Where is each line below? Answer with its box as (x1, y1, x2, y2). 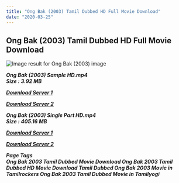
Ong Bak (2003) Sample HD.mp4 (6, 71, 88, 79)
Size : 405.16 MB (6, 118, 47, 125)
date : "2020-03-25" (6, 14, 54, 20)
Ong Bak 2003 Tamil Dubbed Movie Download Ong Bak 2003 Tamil (6, 158, 173, 165)
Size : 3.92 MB (6, 78, 42, 85)
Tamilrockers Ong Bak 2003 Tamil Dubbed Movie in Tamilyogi (6, 171, 160, 178)
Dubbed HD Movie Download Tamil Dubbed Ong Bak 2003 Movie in (6, 164, 173, 171)
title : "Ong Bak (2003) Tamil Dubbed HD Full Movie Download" (6, 8, 161, 15)
